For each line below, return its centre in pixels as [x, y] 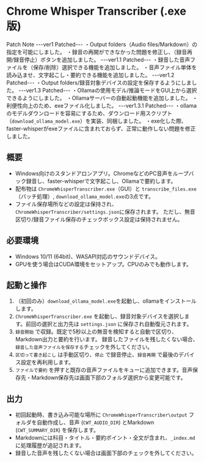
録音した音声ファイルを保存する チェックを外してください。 [84, 347]
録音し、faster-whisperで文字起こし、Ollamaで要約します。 [101, 181]
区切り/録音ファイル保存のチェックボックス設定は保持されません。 [99, 219]
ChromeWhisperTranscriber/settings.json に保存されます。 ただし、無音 [105, 211]
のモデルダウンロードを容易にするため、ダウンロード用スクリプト [89, 113]
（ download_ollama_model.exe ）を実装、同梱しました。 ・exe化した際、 [97, 121]
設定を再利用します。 [47, 362]
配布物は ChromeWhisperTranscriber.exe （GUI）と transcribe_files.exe [106, 189]
